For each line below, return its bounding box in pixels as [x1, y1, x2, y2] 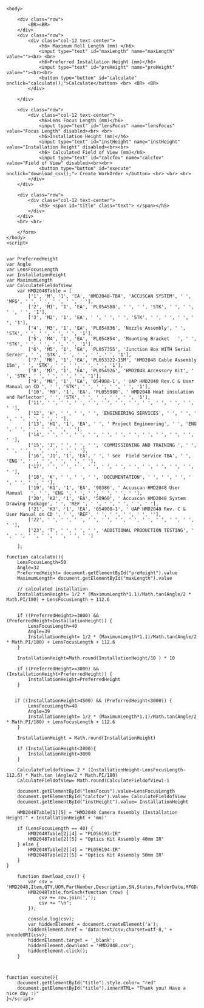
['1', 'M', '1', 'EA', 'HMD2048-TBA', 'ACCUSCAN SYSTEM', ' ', [28, 293, 191, 299]
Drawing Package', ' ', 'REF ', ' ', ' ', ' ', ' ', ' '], [6, 501, 159, 507]
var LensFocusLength [6, 266, 59, 273]
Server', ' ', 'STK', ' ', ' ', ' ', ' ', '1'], [6, 352, 132, 358]
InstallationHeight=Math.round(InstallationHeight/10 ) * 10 [17, 655, 175, 661]
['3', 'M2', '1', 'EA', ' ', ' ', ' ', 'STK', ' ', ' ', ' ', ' [28, 315, 194, 321]
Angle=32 [17, 565, 39, 571]
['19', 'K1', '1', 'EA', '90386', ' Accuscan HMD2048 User [28, 485, 181, 491]
